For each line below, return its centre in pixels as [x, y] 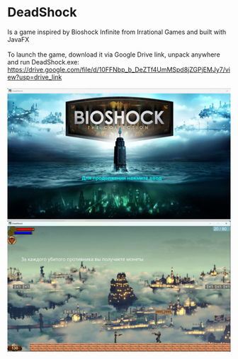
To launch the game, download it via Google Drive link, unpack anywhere [114, 55]
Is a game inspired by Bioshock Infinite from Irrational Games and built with [117, 32]
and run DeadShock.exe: [43, 62]
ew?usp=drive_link [35, 77]
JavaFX [18, 39]
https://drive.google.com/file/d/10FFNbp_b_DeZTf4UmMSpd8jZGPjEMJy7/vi [119, 69]
